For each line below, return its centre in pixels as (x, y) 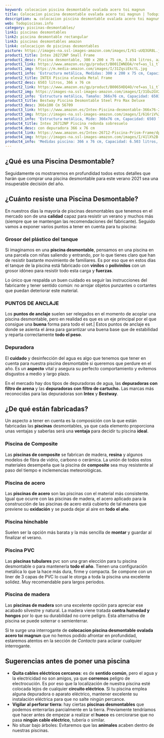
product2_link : (20, 87)
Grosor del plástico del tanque (41, 239)
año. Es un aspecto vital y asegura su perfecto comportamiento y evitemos (81, 368)
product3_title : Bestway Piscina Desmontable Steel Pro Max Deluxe (75, 101)
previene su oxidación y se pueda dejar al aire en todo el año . (68, 509)
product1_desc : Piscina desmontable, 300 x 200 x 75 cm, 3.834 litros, (79, 60)
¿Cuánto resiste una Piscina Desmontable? (72, 199)
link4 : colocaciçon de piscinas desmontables (52, 46)
